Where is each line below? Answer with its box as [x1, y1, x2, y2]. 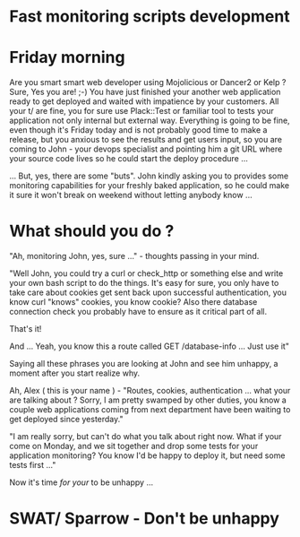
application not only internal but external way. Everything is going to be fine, [9, 115, 290, 126]
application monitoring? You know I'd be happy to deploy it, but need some [9, 450, 286, 461]
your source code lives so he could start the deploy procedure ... [9, 153, 249, 164]
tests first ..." [9, 460, 56, 471]
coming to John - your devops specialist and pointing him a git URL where [9, 143, 283, 154]
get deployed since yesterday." [9, 414, 124, 425]
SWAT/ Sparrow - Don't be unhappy [9, 508, 280, 529]
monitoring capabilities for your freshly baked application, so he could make [9, 180, 290, 191]
